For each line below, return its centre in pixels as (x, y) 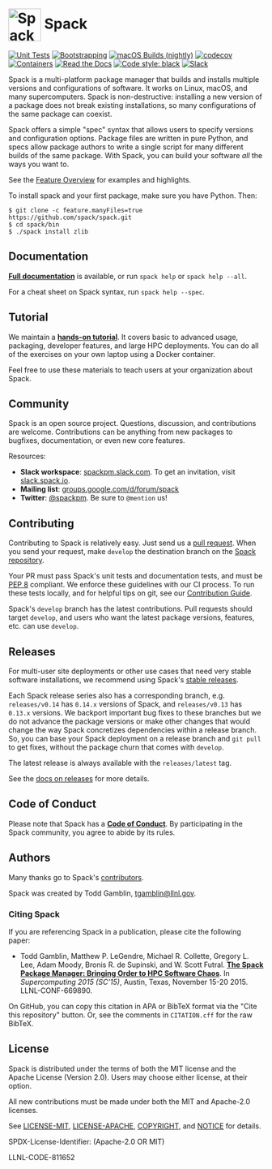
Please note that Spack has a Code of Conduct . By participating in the (125, 823)
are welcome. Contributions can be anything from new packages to (121, 432)
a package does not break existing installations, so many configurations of (132, 105)
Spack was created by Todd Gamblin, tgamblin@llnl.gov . (102, 893)
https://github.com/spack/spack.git (70, 217)
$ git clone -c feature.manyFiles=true (76, 210)
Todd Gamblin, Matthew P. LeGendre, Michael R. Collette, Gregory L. (134, 956)
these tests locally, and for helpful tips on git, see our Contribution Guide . (130, 593)
